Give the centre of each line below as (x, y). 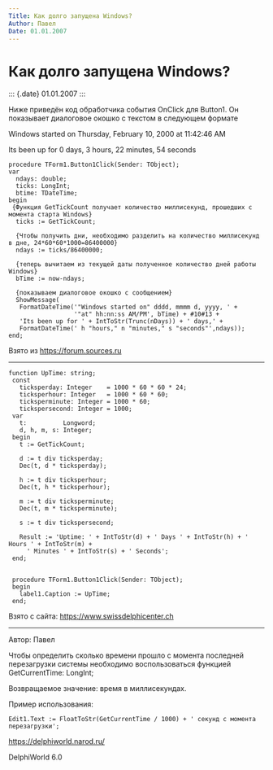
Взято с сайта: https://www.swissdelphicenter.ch (91, 616)
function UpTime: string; (52, 374)
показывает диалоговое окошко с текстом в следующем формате (123, 118)
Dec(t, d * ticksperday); (63, 466)
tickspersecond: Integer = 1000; (76, 409)
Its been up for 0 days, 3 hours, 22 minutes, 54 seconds (102, 150)
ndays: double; (41, 179)
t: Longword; (57, 423)
